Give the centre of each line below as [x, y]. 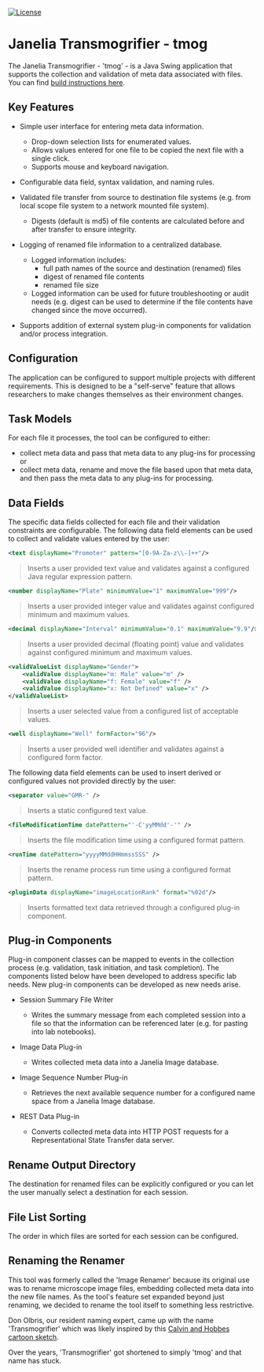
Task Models [40, 419]
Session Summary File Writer [66, 1000]
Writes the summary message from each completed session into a [138, 1015]
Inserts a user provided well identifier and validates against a [126, 749]
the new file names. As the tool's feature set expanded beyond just [117, 1296]
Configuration [43, 359]
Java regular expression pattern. [80, 577]
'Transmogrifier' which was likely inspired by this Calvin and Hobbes [119, 1329]
